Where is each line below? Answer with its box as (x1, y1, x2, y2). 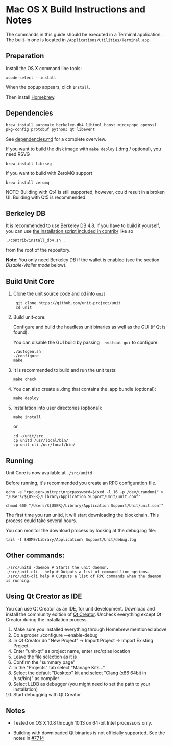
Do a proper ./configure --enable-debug (13, 631, 99, 638)
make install (13, 415, 41, 420)
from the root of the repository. (6, 247, 71, 253)
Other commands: (6, 551, 65, 560)
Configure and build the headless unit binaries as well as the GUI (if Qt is (13, 324, 166, 330)
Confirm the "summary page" (13, 659, 76, 665)
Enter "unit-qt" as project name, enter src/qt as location (13, 648, 131, 654)
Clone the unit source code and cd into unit (13, 290, 106, 297)
